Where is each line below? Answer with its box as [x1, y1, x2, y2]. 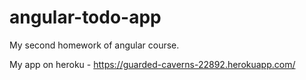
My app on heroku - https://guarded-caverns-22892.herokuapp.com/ [9, 58, 296, 70]
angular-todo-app [9, 6, 162, 29]
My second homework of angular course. [9, 39, 180, 51]
